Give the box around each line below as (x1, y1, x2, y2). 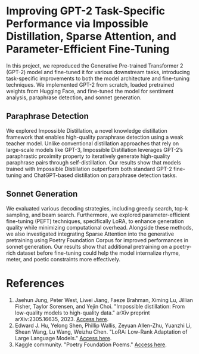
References (6, 276, 64, 290)
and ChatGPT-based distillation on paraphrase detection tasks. (23, 172, 178, 179)
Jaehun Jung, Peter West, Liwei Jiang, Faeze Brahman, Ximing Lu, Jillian (14, 296, 194, 303)
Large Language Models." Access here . (14, 334, 112, 341)
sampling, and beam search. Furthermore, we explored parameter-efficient (6, 211, 190, 218)
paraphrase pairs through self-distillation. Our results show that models (6, 158, 181, 166)
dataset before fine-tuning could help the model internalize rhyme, (17, 249, 181, 257)
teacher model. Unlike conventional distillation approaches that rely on (6, 139, 179, 147)
